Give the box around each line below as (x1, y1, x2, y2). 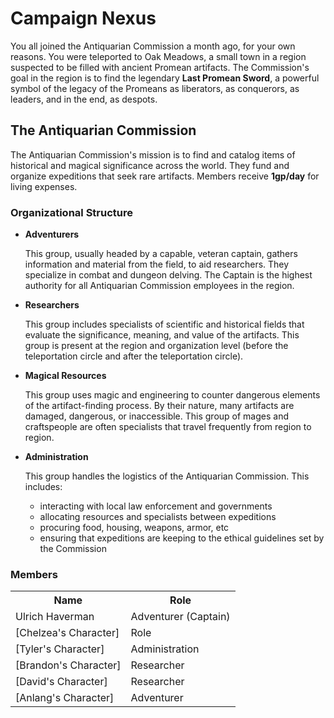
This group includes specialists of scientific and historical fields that (24, 318, 305, 331)
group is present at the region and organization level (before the (24, 340, 289, 352)
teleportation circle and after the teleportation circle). (24, 350, 244, 362)
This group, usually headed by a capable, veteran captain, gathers (24, 248, 298, 260)
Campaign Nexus (10, 7, 157, 30)
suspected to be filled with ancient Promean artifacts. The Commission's (10, 61, 310, 73)
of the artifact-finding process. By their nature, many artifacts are (24, 400, 295, 412)
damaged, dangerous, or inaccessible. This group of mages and (24, 410, 289, 422)
